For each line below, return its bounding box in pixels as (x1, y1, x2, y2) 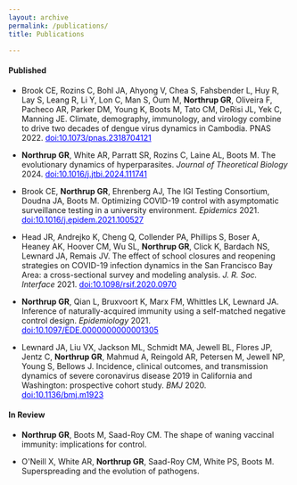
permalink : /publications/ (8, 21, 109, 30)
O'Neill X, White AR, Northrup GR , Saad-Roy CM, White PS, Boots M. (21, 456, 275, 466)
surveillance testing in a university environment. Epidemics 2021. (21, 204, 260, 215)
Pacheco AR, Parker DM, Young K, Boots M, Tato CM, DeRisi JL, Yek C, (21, 103, 283, 114)
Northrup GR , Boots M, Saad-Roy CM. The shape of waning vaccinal (21, 429, 275, 440)
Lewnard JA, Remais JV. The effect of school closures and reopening (21, 251, 276, 261)
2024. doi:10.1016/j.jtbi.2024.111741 (21, 169, 148, 179)
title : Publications (8, 29, 86, 38)
